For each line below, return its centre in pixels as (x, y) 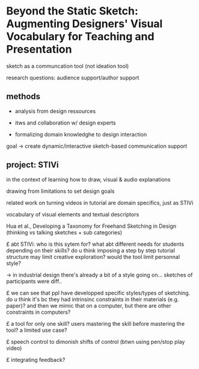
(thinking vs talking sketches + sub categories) (64, 232)
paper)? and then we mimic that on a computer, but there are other (89, 305)
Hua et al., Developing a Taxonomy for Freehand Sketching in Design (91, 226)
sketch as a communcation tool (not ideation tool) (68, 66)
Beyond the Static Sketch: (72, 11)
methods (23, 96)
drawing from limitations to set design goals (60, 191)
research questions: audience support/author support (73, 78)
